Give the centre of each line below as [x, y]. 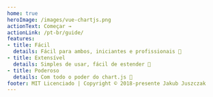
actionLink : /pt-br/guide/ [45, 32]
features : [21, 39]
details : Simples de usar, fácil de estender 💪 [82, 64]
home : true [23, 13]
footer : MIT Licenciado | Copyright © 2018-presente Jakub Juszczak [106, 83]
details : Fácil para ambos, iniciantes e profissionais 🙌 [98, 52]
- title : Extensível [37, 58]
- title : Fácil [29, 45]
